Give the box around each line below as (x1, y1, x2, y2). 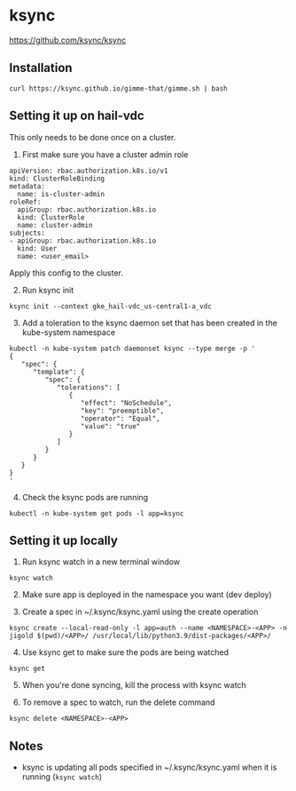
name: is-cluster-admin (17, 189, 105, 198)
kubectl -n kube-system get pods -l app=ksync (9, 508, 184, 518)
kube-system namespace (21, 326, 116, 338)
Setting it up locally (9, 532, 118, 547)
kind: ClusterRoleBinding (9, 174, 105, 183)
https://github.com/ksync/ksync (9, 35, 127, 45)
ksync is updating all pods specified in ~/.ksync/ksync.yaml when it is (21, 762, 277, 773)
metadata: (9, 181, 46, 191)
